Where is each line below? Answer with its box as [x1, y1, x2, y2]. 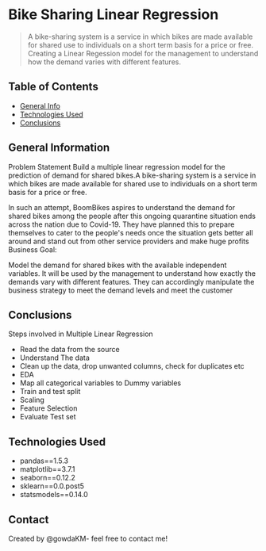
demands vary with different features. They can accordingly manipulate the [8, 277, 255, 286]
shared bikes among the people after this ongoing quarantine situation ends [8, 211, 256, 220]
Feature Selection [19, 404, 78, 413]
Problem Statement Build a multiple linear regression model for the [8, 162, 226, 171]
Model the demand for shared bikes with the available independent [8, 260, 227, 270]
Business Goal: [8, 244, 57, 254]
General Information [8, 141, 110, 155]
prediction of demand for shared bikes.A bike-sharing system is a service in [8, 170, 256, 180]
